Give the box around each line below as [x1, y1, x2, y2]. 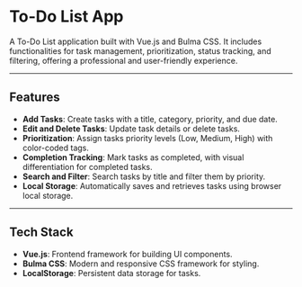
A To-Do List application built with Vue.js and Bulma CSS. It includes [9, 36, 262, 47]
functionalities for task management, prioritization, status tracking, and [9, 45, 271, 56]
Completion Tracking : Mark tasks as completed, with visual [22, 151, 244, 163]
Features [9, 90, 60, 105]
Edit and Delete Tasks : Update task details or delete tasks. [22, 123, 241, 134]
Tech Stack [9, 225, 74, 240]
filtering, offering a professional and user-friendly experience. [9, 55, 238, 66]
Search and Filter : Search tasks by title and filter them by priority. [22, 171, 266, 182]
